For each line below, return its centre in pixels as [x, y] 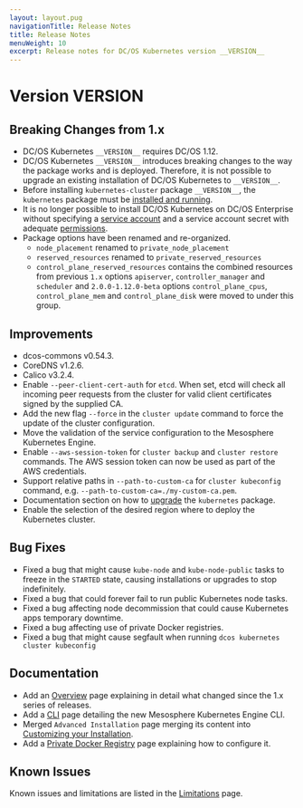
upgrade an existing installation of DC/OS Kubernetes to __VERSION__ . [151, 180]
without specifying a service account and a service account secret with [156, 219]
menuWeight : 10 [38, 43]
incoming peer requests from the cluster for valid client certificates [147, 394]
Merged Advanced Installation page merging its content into [137, 724]
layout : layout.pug [46, 18]
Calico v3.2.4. [48, 375]
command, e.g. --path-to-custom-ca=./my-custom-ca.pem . [130, 490]
